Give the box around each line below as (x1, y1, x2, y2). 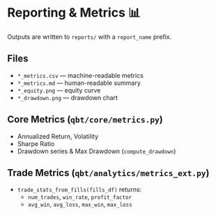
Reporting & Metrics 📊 (7, 5, 141, 21)
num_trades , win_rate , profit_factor (27, 193, 132, 201)
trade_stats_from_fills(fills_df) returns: (17, 185, 142, 194)
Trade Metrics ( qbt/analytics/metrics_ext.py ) (7, 167, 210, 179)
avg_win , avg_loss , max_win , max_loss (27, 200, 132, 209)
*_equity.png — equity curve (17, 86, 101, 94)
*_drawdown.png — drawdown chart (17, 93, 118, 102)
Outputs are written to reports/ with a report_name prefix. (7, 32, 172, 41)
